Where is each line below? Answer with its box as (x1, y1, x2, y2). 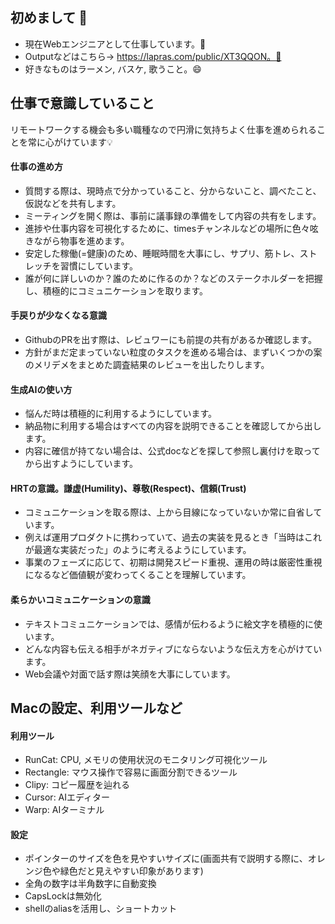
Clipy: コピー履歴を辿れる (24, 779, 130, 791)
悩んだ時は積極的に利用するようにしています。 (24, 408, 217, 420)
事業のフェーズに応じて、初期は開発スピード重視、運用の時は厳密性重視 (24, 556, 323, 568)
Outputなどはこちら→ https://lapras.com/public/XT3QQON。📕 (24, 50, 282, 62)
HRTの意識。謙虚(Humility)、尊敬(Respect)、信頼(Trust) (10, 482, 247, 494)
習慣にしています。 (59, 259, 138, 272)
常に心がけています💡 (27, 136, 113, 148)
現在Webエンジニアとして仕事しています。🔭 (24, 38, 207, 50)
